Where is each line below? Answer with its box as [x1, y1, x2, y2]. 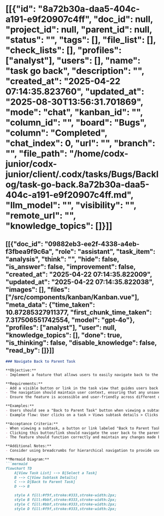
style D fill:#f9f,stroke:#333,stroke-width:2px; [14, 506, 117, 511]
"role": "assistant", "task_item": [55, 247, 156, 256]
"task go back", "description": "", [5, 66, 145, 76]
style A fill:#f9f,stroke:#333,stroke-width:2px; [14, 493, 117, 498]
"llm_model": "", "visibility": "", [5, 200, 137, 211]
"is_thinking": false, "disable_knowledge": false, [5, 338, 157, 347]
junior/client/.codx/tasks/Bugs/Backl [5, 169, 159, 180]
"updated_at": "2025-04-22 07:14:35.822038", [5, 278, 154, 286]
